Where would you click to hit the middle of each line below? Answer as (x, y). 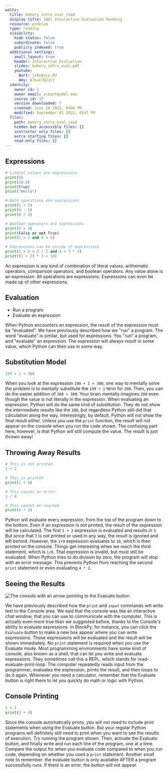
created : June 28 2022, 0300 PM (48, 108)
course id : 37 (29, 99)
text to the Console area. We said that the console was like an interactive (80, 611)
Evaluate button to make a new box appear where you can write (71, 633)
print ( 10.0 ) (18, 182)
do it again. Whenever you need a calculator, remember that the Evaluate (80, 675)
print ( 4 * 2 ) (19, 510)
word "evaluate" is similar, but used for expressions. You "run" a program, (81, 336)
